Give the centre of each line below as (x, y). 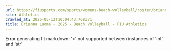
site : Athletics (22, 15)
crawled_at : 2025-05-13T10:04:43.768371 (49, 19)
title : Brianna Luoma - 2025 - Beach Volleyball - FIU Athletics (76, 24)
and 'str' (14, 44)
